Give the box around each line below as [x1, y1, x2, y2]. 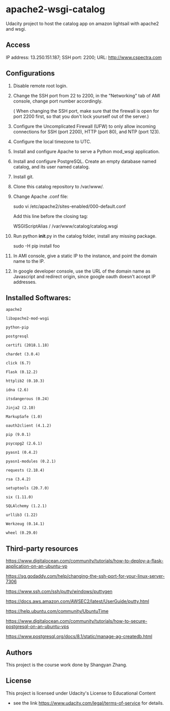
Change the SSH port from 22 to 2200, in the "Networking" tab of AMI [13, 92, 160, 99]
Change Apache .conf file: [13, 193, 68, 200]
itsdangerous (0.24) [6, 397, 50, 402]
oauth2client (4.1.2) [6, 423, 52, 428]
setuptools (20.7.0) [6, 486, 50, 491]
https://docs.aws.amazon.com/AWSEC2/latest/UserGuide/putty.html [6, 598, 150, 604]
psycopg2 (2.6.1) [6, 441, 43, 446]
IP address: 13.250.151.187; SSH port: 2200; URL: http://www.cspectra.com [6, 54, 162, 60]
